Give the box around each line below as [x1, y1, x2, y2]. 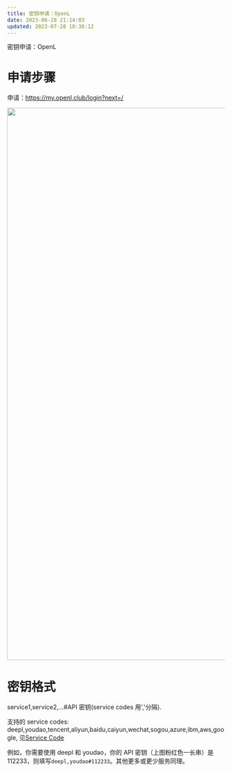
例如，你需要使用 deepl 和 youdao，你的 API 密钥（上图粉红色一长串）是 [7, 749, 214, 757]
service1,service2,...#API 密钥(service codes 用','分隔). [7, 703, 162, 711]
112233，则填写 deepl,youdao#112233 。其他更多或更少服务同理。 [7, 757, 188, 765]
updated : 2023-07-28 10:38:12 [7, 23, 95, 30]
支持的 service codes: [7, 717, 69, 726]
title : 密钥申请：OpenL [7, 10, 70, 17]
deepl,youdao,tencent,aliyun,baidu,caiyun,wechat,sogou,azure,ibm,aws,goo [7, 726, 224, 734]
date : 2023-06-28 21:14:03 [7, 17, 85, 23]
